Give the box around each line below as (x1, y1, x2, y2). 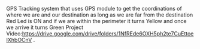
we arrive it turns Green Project (6, 24, 84, 31)
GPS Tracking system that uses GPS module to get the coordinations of (6, 5, 183, 12)
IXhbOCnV (6, 37, 32, 43)
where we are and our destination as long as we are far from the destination (6, 11, 193, 18)
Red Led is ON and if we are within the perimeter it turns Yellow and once (6, 18, 187, 24)
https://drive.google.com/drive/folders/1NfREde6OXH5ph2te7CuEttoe (22, 30, 194, 37)
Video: (6, 30, 23, 37)
